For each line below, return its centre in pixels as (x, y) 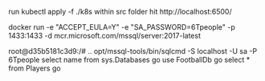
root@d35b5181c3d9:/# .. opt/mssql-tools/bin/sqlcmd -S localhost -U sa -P (133, 51)
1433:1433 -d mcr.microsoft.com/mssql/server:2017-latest (104, 36)
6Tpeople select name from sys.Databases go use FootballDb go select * (129, 60)
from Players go (35, 68)
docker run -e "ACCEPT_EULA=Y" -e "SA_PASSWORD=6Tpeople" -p (122, 27)
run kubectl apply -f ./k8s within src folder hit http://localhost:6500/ (120, 12)
